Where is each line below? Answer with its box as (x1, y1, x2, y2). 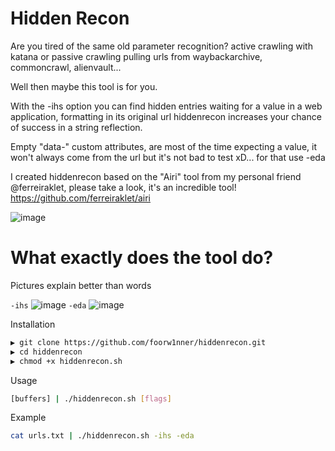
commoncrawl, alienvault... (10, 61, 122, 73)
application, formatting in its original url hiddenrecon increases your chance (10, 110, 322, 122)
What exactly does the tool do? (10, 247, 274, 269)
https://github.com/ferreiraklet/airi (10, 192, 151, 204)
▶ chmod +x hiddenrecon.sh (10, 356, 123, 366)
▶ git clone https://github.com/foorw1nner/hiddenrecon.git (10, 337, 267, 347)
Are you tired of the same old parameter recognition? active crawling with (10, 40, 313, 52)
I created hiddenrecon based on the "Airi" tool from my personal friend (10, 170, 302, 182)
